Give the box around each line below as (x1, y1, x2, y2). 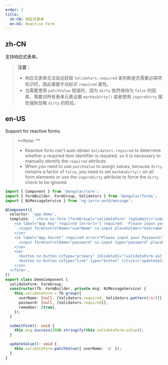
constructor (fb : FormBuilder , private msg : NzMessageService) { (9, 286, 146, 291)
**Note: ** (17, 137, 40, 143)
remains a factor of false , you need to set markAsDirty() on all (24, 168, 154, 174)
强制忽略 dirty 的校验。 (29, 100, 78, 106)
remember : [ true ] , (18, 304, 57, 310)
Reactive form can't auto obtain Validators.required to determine (24, 147, 161, 153)
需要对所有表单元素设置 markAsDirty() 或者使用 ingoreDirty (33, 93, 157, 100)
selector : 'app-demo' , (9, 212, 57, 217)
